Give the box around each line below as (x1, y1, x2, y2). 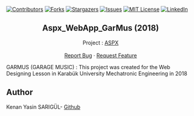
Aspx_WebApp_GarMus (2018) (42, 23, 159, 33)
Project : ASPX (83, 39, 119, 46)
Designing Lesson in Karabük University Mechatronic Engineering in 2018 (6, 70, 187, 77)
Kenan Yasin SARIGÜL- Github (6, 103, 81, 111)
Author (6, 87, 33, 97)
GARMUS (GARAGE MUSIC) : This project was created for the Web (6, 63, 171, 70)
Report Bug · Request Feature (64, 52, 137, 59)
